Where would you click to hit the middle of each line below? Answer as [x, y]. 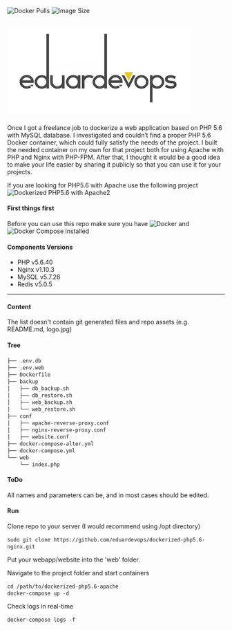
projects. [20, 172]
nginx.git [21, 547]
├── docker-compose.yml [41, 451]
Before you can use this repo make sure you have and [98, 224]
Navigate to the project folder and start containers [78, 573]
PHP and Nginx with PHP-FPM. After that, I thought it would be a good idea [114, 157]
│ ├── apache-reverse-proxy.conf [58, 423]
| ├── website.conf [38, 437]
